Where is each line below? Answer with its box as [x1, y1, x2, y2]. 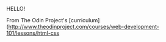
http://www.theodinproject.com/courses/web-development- [8, 23, 160, 30]
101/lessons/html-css [6, 29, 60, 37]
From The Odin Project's [6, 17, 68, 23]
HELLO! [6, 5, 26, 12]
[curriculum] [68, 17, 100, 23]
